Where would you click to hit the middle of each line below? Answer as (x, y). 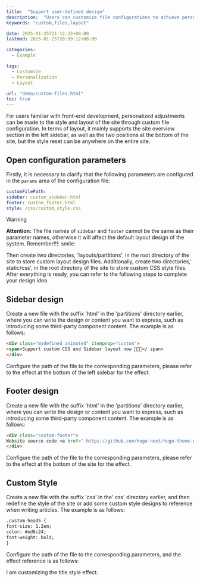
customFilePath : (26, 191)
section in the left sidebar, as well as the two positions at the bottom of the (97, 135)
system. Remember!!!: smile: (41, 244)
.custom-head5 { (26, 521)
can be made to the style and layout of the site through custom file (88, 122)
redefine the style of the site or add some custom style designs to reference (99, 503)
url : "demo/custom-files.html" (45, 94)
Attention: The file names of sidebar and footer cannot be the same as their (100, 231)
